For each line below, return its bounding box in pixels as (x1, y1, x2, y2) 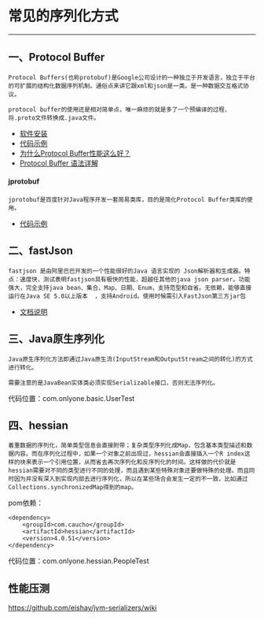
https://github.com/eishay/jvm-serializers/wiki (8, 603, 157, 613)
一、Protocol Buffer (8, 50, 105, 64)
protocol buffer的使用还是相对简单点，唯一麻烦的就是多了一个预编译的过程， (8, 106, 231, 113)
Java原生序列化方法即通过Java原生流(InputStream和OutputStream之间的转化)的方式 (8, 355, 253, 363)
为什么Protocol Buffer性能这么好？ (19, 148, 131, 158)
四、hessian (8, 418, 69, 432)
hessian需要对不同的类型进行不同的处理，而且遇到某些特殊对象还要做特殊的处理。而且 (8, 466, 250, 475)
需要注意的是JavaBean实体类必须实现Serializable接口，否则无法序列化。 (8, 379, 219, 387)
